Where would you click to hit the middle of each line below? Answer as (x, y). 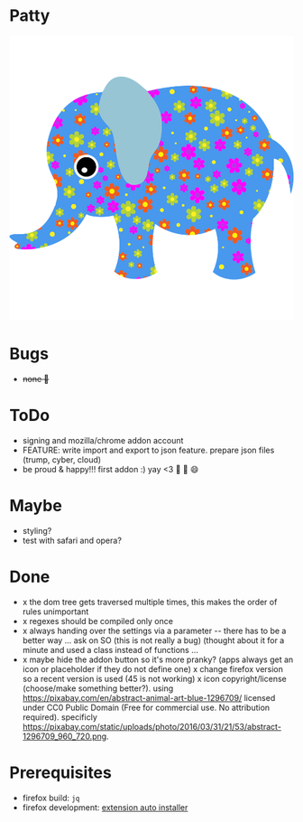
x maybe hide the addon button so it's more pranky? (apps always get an (158, 659)
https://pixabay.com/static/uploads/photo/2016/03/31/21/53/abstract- (152, 726)
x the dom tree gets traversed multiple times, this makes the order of (150, 602)
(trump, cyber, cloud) (62, 459)
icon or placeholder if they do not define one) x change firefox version (153, 668)
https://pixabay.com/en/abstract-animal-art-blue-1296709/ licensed (149, 697)
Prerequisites (61, 772)
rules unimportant (55, 612)
